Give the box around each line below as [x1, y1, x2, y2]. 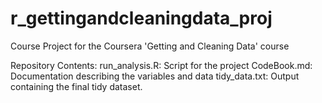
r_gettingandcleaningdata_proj [10, 7, 273, 30]
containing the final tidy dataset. [10, 80, 143, 92]
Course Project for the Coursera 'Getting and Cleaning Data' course [10, 40, 290, 52]
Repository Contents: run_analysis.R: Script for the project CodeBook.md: [10, 59, 313, 71]
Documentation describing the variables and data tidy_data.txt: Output [10, 70, 300, 82]
